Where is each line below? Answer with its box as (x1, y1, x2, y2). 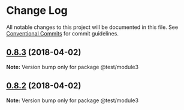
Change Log (6, 4, 68, 17)
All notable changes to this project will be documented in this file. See (6, 23, 179, 31)
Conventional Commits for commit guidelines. (6, 29, 119, 37)
